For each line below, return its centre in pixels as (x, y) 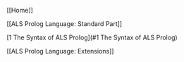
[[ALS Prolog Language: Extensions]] (60, 51)
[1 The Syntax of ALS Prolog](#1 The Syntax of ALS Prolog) (92, 37)
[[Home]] (20, 10)
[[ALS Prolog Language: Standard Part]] (65, 24)
